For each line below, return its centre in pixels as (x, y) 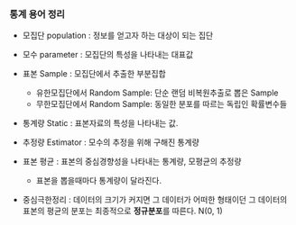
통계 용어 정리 (37, 13)
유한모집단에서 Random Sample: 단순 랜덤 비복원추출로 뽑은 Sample (157, 93)
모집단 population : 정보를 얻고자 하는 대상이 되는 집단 (118, 36)
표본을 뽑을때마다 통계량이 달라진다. (99, 181)
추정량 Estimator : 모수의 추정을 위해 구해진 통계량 (111, 142)
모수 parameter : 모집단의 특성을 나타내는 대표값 (108, 55)
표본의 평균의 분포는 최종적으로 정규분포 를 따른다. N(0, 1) (122, 211)
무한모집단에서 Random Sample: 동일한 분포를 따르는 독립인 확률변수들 (161, 104)
